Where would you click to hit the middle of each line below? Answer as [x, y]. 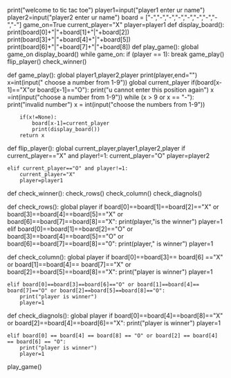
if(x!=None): [38, 117]
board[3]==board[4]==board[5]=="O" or [66, 236]
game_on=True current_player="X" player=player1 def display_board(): [124, 25]
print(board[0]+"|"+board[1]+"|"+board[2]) [68, 32]
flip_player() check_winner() [47, 61]
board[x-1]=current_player [71, 123]
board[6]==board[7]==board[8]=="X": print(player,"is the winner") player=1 [115, 222]
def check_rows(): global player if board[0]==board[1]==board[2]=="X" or [113, 207]
